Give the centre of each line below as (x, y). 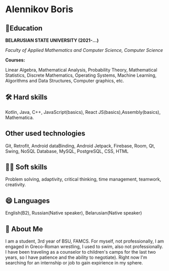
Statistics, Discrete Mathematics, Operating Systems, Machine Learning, (81, 75)
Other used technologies (45, 133)
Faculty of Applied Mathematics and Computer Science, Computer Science (84, 50)
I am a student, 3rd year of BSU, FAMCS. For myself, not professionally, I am (84, 241)
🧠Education (24, 28)
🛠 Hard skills (26, 97)
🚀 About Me (24, 229)
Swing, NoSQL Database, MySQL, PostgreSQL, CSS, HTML (67, 151)
